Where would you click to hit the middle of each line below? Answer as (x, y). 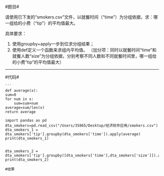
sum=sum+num (26, 103)
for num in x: (20, 99)
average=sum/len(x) (25, 108)
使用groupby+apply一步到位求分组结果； (53, 44)
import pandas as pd (26, 120)
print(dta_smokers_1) (27, 138)
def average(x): (21, 91)
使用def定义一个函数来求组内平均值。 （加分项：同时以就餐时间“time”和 (84, 50)
